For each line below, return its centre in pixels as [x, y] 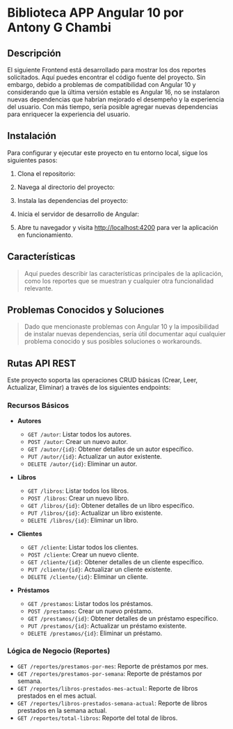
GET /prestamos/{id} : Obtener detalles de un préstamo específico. [123, 618]
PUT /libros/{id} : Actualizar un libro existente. [95, 513]
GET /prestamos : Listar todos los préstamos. [90, 603]
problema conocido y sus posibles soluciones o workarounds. [113, 341]
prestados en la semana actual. [62, 710]
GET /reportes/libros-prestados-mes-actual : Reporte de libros [107, 688]
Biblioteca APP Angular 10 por [96, 13]
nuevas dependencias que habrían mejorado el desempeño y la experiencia [116, 99]
